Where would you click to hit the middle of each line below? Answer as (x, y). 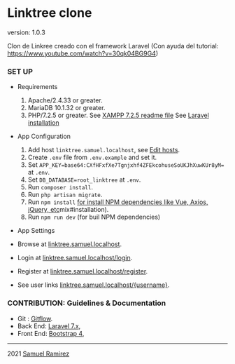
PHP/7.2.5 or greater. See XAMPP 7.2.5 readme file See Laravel (119, 115)
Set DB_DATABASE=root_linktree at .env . (84, 180)
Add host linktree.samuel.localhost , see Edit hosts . (104, 150)
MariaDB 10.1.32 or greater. (66, 108)
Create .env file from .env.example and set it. (92, 157)
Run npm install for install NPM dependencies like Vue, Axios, (118, 202)
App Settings (36, 231)
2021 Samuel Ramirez (38, 353)
